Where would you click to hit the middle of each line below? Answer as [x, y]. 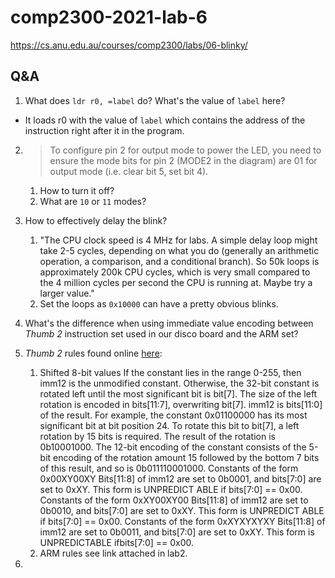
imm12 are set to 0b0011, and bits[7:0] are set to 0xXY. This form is [177, 532]
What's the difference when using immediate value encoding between [169, 323]
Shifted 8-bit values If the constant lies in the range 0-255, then [170, 372]
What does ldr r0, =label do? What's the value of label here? [155, 100]
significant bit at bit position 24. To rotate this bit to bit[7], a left [169, 425]
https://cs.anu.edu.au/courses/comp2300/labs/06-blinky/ [129, 45]
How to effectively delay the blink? [96, 220]
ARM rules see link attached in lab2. [113, 553]
